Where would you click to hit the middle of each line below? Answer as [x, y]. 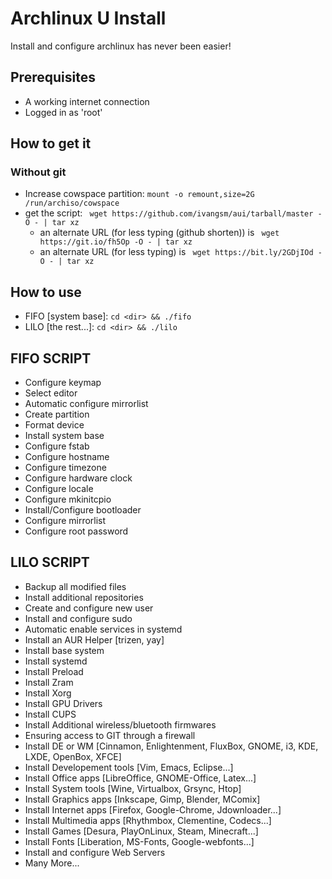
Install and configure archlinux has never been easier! [121, 46]
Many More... [52, 863]
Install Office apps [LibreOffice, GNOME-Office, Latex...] [140, 778]
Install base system [64, 650]
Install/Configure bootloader [83, 510]
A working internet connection [87, 101]
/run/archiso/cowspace [72, 203]
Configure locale [59, 489]
